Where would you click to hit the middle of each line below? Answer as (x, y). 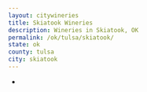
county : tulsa (31, 52)
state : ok (24, 45)
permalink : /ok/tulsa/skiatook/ (61, 37)
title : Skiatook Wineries (50, 23)
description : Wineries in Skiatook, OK (73, 30)
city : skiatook (33, 60)
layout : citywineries (44, 15)
